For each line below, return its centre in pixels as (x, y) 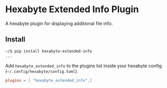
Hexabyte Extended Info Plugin (72, 9)
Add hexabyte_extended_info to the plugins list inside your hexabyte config (83, 66)
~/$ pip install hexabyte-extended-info (49, 51)
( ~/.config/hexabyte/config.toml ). (42, 71)
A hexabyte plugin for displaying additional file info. (59, 23)
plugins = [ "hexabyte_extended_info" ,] (49, 80)
